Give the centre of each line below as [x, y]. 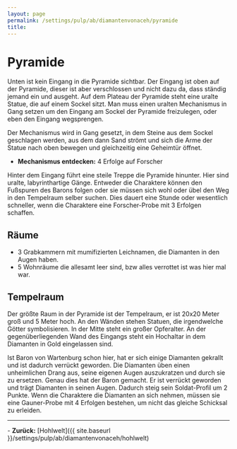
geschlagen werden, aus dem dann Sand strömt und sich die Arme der [110, 140]
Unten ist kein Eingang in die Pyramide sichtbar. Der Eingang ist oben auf [114, 81]
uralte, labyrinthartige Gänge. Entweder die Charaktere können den [105, 183]
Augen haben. [38, 260]
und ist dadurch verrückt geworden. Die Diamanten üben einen [99, 365]
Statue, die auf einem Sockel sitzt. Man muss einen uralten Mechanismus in [117, 104]
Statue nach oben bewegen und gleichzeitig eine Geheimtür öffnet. [105, 148]
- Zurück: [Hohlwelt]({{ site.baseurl [59, 430]
